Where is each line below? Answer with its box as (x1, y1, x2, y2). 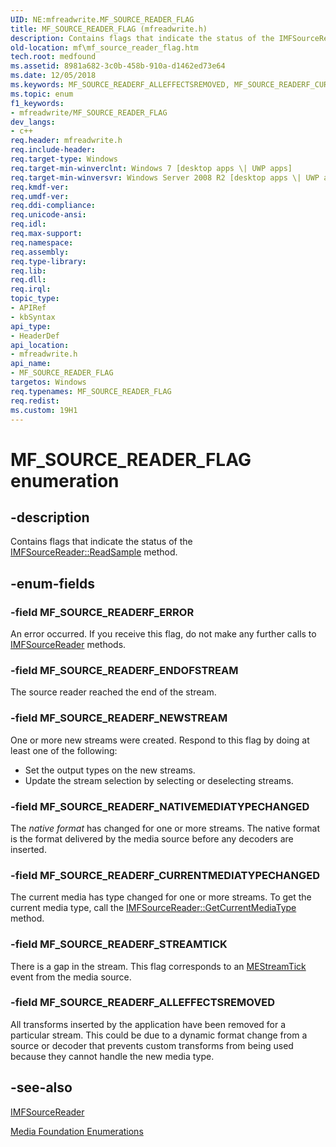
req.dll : (10, 275, 47, 285)
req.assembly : (10, 247, 70, 257)
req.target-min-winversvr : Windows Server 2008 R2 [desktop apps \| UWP (10, 172, 320, 183)
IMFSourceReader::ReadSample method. (10, 546, 178, 558)
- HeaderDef (10, 331, 60, 341)
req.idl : (10, 219, 47, 230)
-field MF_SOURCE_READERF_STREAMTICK (10, 937, 228, 951)
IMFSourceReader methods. (10, 639, 127, 651)
